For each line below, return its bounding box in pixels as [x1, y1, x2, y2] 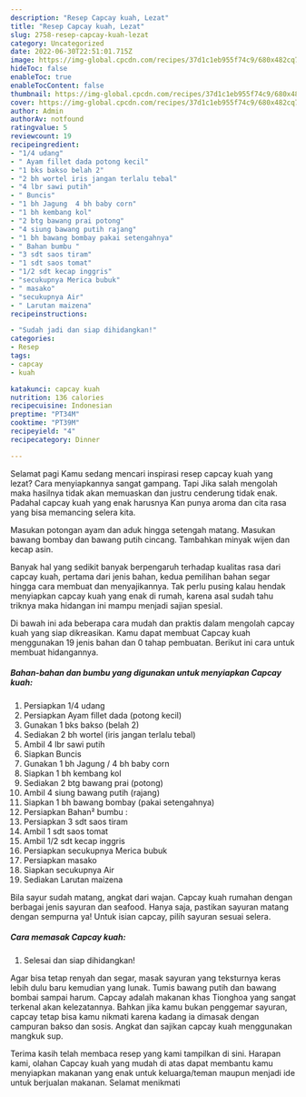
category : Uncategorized [10, 38, 104, 48]
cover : [10, 97, 35, 107]
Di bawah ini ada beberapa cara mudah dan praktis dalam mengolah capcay [10, 618, 295, 629]
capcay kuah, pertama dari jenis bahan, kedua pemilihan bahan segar [10, 570, 271, 582]
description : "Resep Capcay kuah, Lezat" [10, 13, 170, 23]
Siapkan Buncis [23, 748, 82, 760]
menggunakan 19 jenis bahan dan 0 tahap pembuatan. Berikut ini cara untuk [10, 637, 295, 648]
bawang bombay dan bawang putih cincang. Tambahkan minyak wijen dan [10, 534, 290, 545]
